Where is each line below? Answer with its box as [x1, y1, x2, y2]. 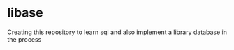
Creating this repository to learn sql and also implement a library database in [7, 28, 228, 36]
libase [7, 5, 43, 21]
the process [7, 35, 42, 43]
